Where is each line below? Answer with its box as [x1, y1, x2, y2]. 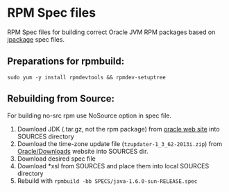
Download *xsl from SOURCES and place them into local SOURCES [17, 161, 210, 170]
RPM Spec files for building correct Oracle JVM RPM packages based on [7, 28, 216, 36]
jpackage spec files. [7, 35, 65, 43]
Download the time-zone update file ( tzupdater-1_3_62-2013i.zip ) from [17, 139, 223, 147]
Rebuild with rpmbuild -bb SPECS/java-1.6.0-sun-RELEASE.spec [17, 176, 198, 185]
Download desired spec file [17, 154, 96, 163]
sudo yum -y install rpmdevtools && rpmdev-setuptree [7, 74, 167, 81]
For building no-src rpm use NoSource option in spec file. [7, 111, 172, 120]
